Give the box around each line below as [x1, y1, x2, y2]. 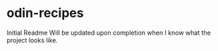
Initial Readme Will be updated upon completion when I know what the [6, 28, 211, 37]
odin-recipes [6, 5, 84, 21]
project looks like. [6, 35, 58, 44]
